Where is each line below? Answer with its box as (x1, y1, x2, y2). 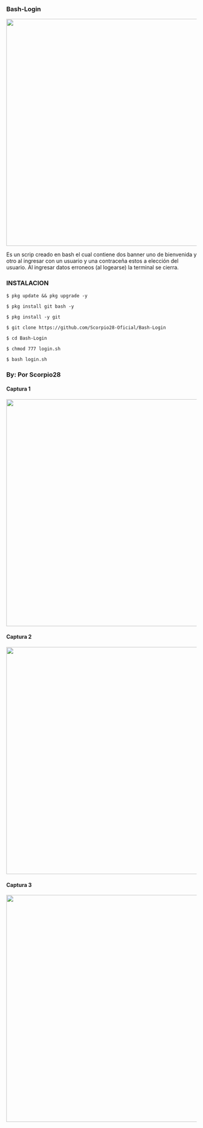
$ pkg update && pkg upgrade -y (6, 292, 88, 298)
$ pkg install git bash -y (6, 303, 74, 309)
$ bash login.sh (6, 356, 47, 362)
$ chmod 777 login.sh (6, 346, 61, 352)
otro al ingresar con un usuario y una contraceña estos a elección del (6, 257, 179, 265)
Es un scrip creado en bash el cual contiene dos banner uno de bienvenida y (6, 251, 197, 259)
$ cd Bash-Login (6, 335, 47, 341)
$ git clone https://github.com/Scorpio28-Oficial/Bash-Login (6, 325, 166, 331)
